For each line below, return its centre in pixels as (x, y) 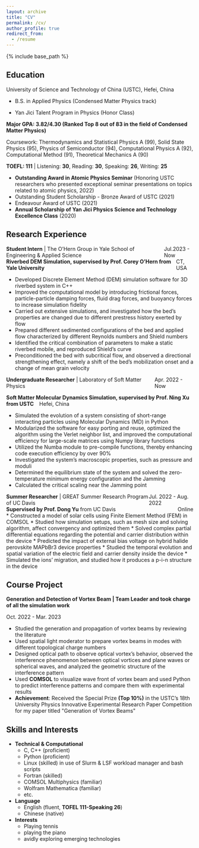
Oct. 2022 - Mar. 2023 (34, 617)
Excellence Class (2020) (45, 216)
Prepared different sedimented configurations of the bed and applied (99, 330)
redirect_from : (25, 34)
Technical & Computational (49, 744)
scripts (32, 769)
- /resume (23, 39)
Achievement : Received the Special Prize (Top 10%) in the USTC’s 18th (102, 698)
